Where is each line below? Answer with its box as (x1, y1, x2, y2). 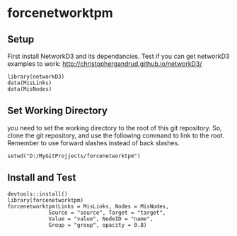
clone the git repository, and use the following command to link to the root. (7, 131, 225, 140)
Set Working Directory (7, 105, 108, 117)
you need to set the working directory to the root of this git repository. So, (7, 123, 222, 132)
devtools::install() (7, 190, 69, 198)
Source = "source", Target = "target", (48, 209, 166, 216)
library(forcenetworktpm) (7, 196, 83, 203)
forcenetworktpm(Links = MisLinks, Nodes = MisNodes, (7, 203, 170, 210)
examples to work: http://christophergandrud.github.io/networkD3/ (7, 60, 202, 68)
